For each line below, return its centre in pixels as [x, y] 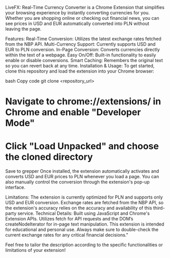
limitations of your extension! [36, 250]
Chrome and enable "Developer [73, 112]
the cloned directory [49, 157]
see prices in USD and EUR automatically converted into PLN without [77, 23]
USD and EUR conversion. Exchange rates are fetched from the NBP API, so [84, 203]
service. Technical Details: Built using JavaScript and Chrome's [83, 213]
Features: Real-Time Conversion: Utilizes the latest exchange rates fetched [83, 39]
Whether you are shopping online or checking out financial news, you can [82, 18]
